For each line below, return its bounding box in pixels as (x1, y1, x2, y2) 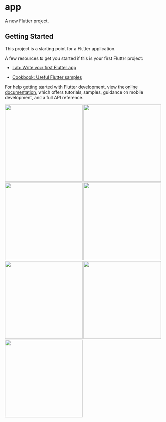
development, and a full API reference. (5, 94, 83, 100)
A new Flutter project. (5, 18, 49, 24)
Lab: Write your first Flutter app (12, 64, 77, 70)
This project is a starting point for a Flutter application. (5, 45, 116, 51)
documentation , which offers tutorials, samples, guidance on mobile (5, 89, 143, 95)
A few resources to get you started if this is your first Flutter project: (5, 55, 143, 61)
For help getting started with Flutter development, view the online (5, 84, 138, 90)
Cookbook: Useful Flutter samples (12, 74, 82, 80)
